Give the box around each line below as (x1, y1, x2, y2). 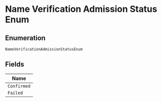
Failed (7, 90, 23, 96)
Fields (5, 60, 25, 69)
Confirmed (7, 83, 31, 89)
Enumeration (5, 34, 46, 42)
